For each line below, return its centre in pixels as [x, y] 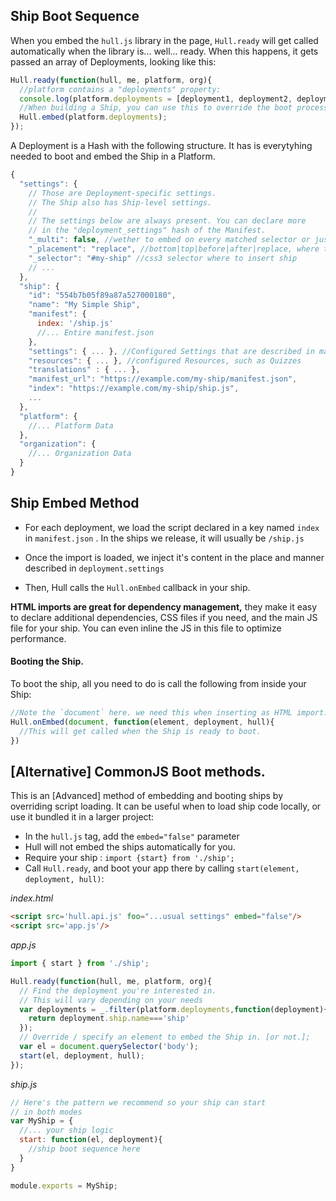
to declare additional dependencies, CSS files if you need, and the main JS [164, 617]
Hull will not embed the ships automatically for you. [130, 847]
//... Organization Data [80, 454]
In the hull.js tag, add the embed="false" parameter [132, 836]
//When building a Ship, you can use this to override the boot [156, 108]
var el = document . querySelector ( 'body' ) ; [109, 1047]
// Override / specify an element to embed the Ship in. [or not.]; [165, 1037]
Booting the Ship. [47, 661]
